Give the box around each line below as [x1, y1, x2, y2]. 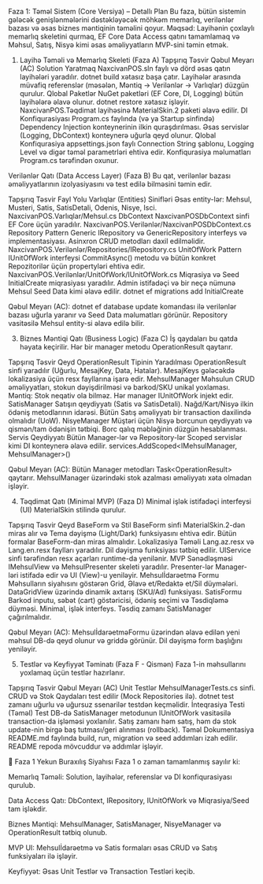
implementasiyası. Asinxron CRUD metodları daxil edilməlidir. [8, 236, 206, 246]
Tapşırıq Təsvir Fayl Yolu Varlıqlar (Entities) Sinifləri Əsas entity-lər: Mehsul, [8, 194, 252, 204]
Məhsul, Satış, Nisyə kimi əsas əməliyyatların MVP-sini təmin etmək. [8, 40, 229, 50]
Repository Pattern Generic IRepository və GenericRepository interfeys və [8, 228, 247, 237]
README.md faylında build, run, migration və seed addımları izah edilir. [8, 734, 239, 742]
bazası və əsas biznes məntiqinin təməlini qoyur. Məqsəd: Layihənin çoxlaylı [8, 24, 254, 32]
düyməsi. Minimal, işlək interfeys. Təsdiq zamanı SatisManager [8, 604, 212, 613]
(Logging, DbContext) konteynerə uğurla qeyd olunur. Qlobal [19, 131, 217, 140]
